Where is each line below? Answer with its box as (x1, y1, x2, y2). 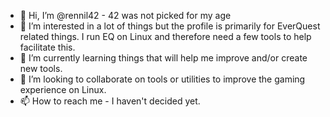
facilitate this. (19, 41, 76, 53)
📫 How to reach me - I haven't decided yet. (19, 95, 201, 107)
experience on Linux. (19, 84, 107, 95)
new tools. (19, 63, 63, 74)
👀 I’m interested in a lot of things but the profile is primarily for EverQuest (19, 20, 321, 32)
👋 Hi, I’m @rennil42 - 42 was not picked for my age (19, 10, 232, 21)
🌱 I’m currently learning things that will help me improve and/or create (19, 52, 308, 64)
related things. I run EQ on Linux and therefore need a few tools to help (19, 31, 312, 42)
